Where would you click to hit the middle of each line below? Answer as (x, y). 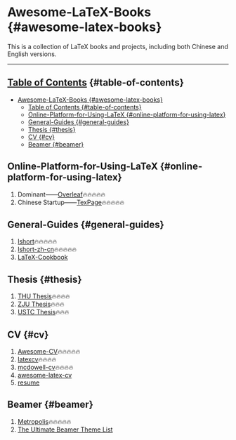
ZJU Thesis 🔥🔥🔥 (41, 304)
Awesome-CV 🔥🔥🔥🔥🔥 (49, 351)
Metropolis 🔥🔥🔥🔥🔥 (44, 421)
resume (28, 382)
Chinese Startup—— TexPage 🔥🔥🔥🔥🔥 (71, 202)
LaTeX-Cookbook (42, 258)
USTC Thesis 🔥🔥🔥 (43, 312)
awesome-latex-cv (45, 375)
